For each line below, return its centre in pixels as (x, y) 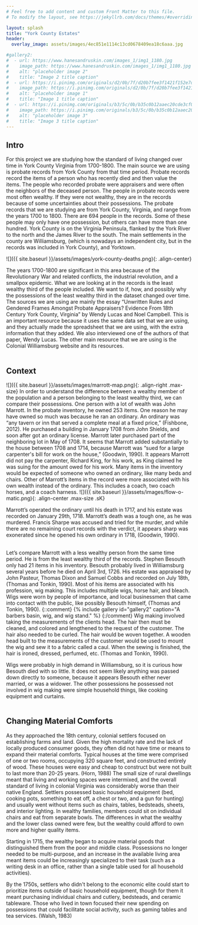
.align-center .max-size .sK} (71, 498)
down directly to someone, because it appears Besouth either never (88, 677)
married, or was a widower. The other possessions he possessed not (90, 684)
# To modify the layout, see (42, 17)
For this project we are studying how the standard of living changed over (94, 159)
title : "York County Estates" (43, 33)
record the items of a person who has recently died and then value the (91, 178)
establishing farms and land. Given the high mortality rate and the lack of (94, 741)
